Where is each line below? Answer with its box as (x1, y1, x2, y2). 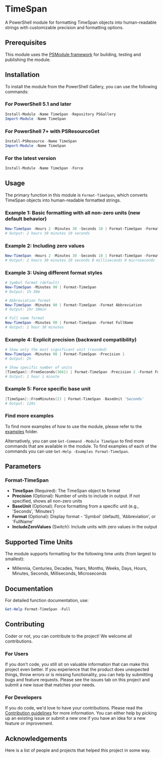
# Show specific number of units (5, 365, 73, 370)
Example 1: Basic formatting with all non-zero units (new (5, 209, 141, 216)
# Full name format (5, 316, 45, 321)
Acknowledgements (5, 734, 67, 742)
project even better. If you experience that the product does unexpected (5, 666, 149, 672)
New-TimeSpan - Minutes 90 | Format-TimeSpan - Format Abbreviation (5, 302, 142, 307)
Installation (5, 71, 40, 79)
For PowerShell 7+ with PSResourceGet (5, 127, 99, 134)
